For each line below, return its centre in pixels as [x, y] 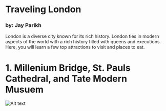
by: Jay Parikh [24, 25]
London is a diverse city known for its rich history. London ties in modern [82, 36]
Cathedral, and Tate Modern [66, 79]
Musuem [24, 89]
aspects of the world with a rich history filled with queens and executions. [83, 42]
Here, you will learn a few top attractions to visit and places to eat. [75, 47]
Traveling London [43, 9]
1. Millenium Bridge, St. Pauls [68, 68]
